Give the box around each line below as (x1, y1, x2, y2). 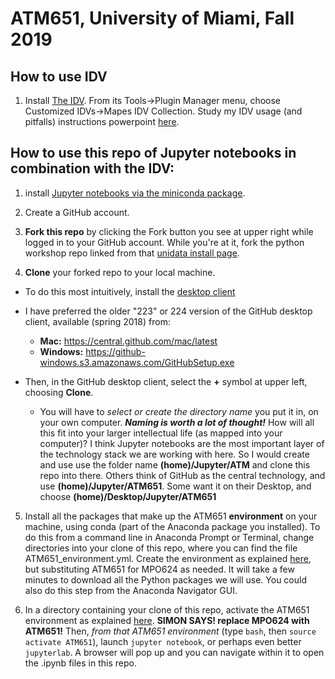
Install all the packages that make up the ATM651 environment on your (24, 510, 318, 522)
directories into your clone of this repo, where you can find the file (24, 542, 298, 554)
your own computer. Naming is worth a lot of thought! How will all (39, 416, 315, 428)
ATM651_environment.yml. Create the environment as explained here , (24, 552, 312, 564)
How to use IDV (10, 68, 108, 85)
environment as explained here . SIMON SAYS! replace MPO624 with (24, 614, 310, 626)
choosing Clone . (24, 386, 94, 398)
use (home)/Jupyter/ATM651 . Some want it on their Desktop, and (39, 480, 312, 492)
